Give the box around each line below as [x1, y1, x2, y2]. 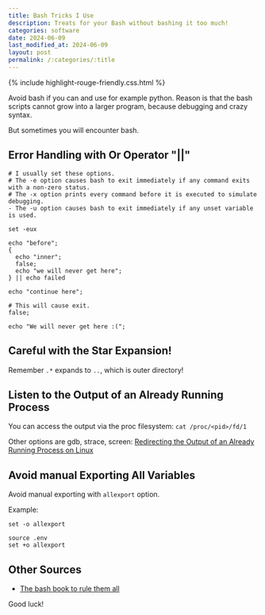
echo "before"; [8, 239, 59, 247]
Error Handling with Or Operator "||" [8, 149, 190, 162]
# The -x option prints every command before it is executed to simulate [8, 190, 258, 199]
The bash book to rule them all [19, 583, 121, 593]
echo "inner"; [15, 253, 62, 261]
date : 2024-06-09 [8, 33, 66, 42]
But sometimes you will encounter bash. [8, 125, 140, 135]
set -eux [8, 225, 37, 233]
